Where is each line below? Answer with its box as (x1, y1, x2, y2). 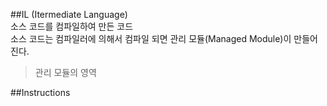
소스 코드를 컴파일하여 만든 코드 (10, 20, 134, 32)
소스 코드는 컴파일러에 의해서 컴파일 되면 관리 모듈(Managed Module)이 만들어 (10, 33, 318, 44)
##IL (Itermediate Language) (10, 9, 128, 20)
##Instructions (10, 87, 71, 98)
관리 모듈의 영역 (34, 67, 97, 78)
